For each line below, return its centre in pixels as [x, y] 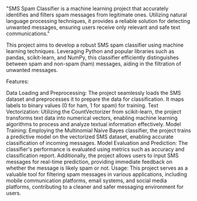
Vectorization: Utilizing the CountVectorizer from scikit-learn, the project [94, 112]
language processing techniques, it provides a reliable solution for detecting [98, 21]
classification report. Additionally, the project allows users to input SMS [92, 155]
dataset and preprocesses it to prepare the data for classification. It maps [95, 99]
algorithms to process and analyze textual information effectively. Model [94, 124]
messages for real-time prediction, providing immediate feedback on [89, 162]
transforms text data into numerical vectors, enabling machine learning [92, 118]
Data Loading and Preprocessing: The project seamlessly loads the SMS [94, 93]
